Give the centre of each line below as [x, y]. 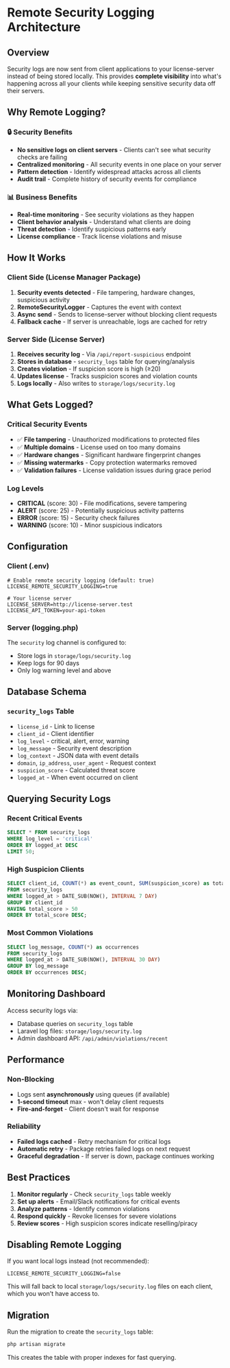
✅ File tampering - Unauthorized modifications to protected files [108, 439]
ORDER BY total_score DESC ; [47, 915]
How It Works [37, 258]
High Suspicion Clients [46, 869]
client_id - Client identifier [55, 733]
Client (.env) [28, 566]
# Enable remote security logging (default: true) [81, 581]
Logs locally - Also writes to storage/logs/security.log [96, 383]
